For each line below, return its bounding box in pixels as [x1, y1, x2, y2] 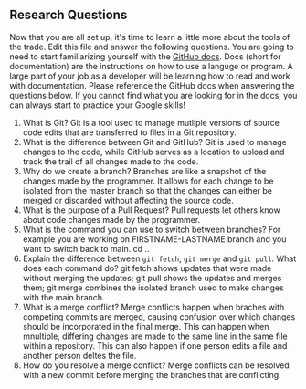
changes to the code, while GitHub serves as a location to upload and [22, 146, 285, 157]
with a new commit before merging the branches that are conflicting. [22, 369, 281, 380]
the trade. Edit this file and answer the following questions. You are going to [9, 41, 294, 52]
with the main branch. [22, 291, 105, 302]
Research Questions [9, 7, 128, 23]
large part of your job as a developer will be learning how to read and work [9, 70, 290, 81]
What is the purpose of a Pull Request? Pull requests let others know [22, 205, 280, 216]
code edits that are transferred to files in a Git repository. [22, 127, 237, 138]
